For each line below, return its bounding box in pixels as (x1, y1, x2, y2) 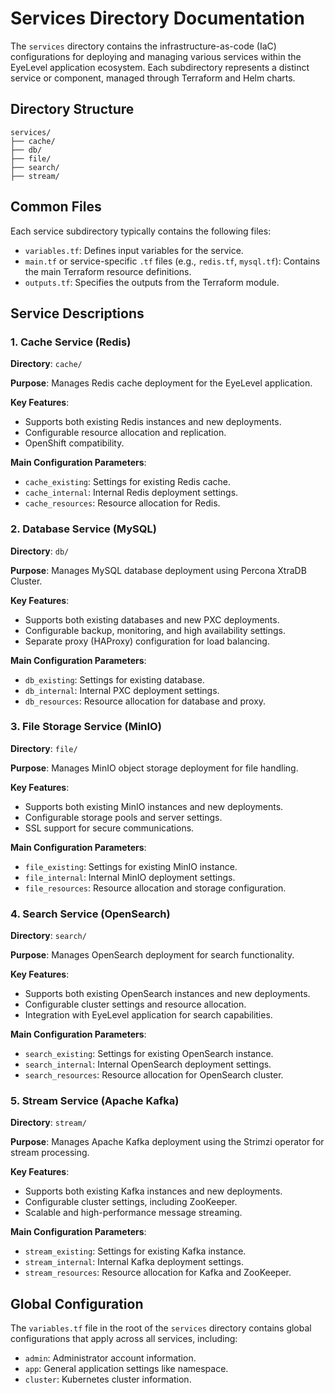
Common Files (10, 198, 102, 216)
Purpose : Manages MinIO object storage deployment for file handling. (10, 762, 299, 774)
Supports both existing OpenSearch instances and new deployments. (24, 988, 311, 1000)
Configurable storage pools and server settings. (24, 811, 223, 823)
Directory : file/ (10, 742, 78, 754)
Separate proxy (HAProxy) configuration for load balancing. (24, 635, 270, 647)
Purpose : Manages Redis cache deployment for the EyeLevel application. (10, 377, 313, 389)
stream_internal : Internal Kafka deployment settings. (24, 1256, 244, 1268)
